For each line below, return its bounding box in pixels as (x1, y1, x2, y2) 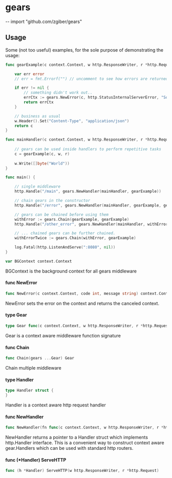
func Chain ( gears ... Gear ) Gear (5, 356, 74, 361)
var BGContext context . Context (5, 259, 72, 264)
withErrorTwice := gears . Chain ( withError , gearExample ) (14, 236, 137, 241)
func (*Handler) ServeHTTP (5, 457, 67, 463)
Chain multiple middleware (5, 365, 61, 371)
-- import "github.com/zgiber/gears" (5, 18, 82, 25)
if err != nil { (14, 85, 50, 90)
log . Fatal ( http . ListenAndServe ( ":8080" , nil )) (14, 245, 116, 250)
